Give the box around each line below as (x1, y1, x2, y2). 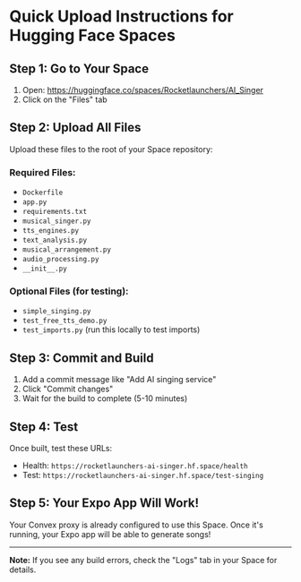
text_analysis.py (21, 235, 88, 245)
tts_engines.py (21, 227, 80, 235)
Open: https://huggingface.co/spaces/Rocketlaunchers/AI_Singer (21, 85, 264, 95)
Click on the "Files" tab (21, 94, 107, 105)
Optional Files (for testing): (9, 285, 129, 297)
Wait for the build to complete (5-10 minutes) (21, 393, 188, 404)
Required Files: (9, 166, 76, 178)
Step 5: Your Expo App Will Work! (9, 495, 200, 511)
